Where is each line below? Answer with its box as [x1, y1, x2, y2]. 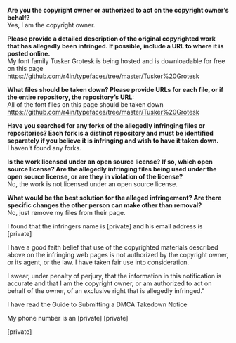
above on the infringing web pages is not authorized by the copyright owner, [7, 251, 229, 259]
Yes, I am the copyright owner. [7, 21, 96, 29]
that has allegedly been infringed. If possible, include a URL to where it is [7, 42, 224, 50]
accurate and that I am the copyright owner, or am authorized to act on [7, 279, 212, 287]
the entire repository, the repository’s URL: [7, 93, 135, 101]
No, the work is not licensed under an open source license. [7, 180, 178, 188]
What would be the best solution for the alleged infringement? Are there [7, 193, 222, 202]
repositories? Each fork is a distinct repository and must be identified [7, 129, 214, 137]
